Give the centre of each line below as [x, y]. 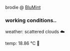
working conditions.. [31, 20]
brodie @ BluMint [23, 7]
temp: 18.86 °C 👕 [22, 43]
